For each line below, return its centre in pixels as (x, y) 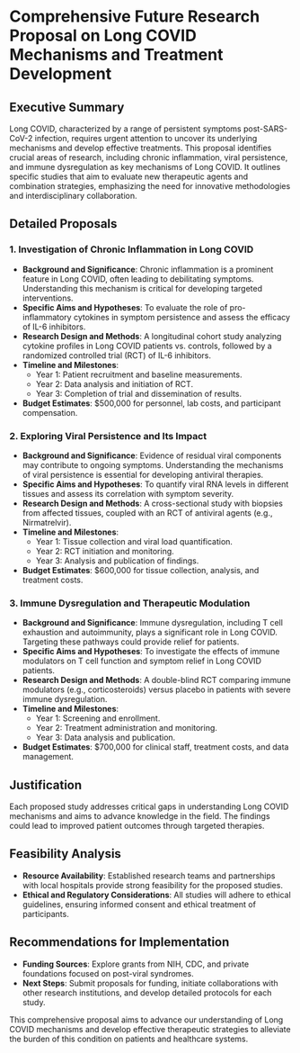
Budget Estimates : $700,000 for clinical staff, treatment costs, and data (155, 747)
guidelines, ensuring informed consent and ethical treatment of (139, 904)
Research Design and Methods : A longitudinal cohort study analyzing (152, 336)
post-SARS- (265, 129)
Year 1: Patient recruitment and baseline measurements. (139, 374)
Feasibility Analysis (65, 854)
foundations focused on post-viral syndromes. (108, 973)
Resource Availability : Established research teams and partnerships (149, 876)
